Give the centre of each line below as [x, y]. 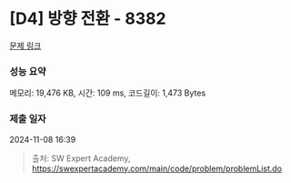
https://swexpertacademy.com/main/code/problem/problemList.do [157, 168]
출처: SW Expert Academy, [81, 158]
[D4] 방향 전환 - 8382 [88, 19]
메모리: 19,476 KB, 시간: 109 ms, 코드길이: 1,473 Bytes [108, 93]
